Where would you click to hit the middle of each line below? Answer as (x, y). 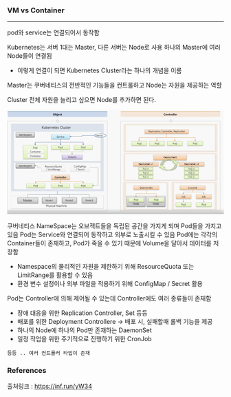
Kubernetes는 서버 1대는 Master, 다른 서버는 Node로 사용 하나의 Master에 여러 (114, 48)
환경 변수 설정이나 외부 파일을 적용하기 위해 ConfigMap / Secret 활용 (110, 283)
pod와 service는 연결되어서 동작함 (53, 32)
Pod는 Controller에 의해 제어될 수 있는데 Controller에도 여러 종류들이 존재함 (109, 298)
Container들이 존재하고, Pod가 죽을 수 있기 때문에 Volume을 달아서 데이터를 (109, 243)
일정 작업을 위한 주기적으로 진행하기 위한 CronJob (85, 338)
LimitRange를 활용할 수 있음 (55, 275)
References (27, 370)
